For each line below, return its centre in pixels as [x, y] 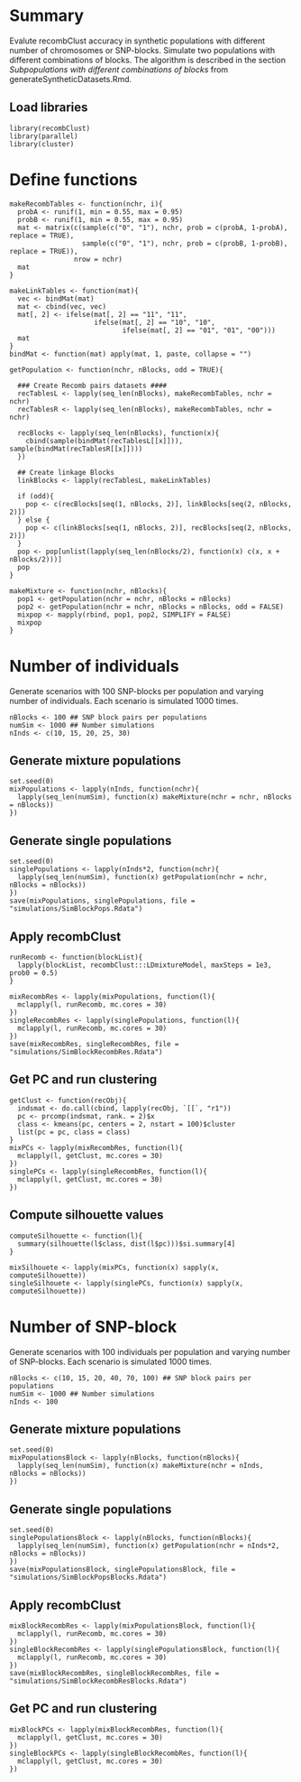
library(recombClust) [50, 128]
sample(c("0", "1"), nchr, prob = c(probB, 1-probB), [185, 243]
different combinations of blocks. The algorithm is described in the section [148, 60]
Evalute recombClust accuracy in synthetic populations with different [137, 41]
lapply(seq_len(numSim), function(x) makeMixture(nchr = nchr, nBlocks [155, 797]
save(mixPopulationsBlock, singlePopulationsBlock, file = [123, 1570]
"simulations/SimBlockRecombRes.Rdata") [87, 1053]
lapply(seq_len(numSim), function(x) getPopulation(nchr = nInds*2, [149, 1546]
